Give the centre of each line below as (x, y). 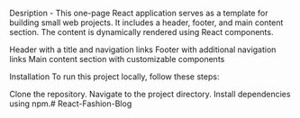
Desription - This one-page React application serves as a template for (139, 13)
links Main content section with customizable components (117, 59)
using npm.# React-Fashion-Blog (71, 104)
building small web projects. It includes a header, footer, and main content (146, 23)
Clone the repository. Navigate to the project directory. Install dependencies (150, 94)
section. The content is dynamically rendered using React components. (141, 32)
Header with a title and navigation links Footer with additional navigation (143, 50)
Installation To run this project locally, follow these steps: (114, 77)
